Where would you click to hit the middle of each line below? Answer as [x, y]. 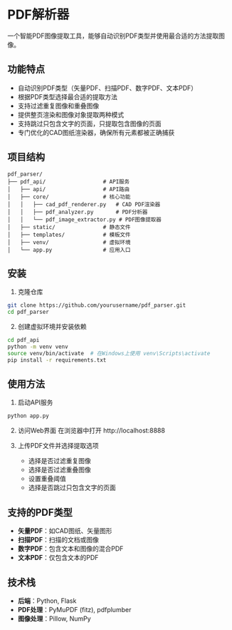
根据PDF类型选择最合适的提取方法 [68, 96]
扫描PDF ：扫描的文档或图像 [58, 540]
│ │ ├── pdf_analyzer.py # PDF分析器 [78, 212]
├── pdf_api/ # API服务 [69, 182]
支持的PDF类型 [40, 512]
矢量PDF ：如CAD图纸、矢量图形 [65, 531]
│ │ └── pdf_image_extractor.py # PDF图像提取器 [84, 219]
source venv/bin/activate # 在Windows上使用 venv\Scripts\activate [109, 353]
